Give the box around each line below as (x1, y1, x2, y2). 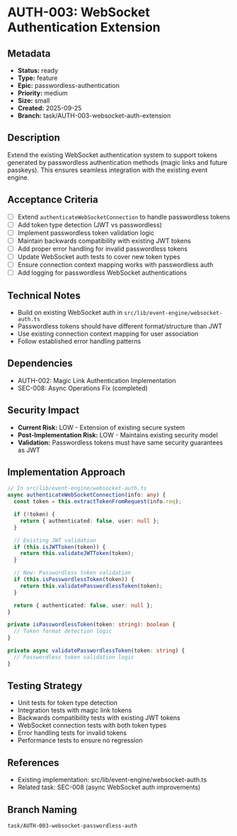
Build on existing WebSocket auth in (17, 308, 123, 316)
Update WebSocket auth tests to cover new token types (17, 252, 180, 260)
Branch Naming (7, 803, 78, 815)
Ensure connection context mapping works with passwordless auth (17, 260, 214, 269)
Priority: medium (17, 89, 68, 97)
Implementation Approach (7, 466, 126, 478)
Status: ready (17, 67, 59, 74)
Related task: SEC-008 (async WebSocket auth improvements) (17, 783, 201, 791)
